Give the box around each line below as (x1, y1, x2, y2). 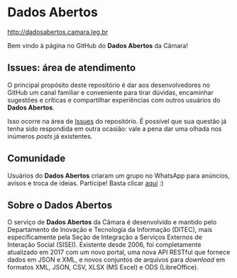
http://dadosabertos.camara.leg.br (7, 28, 109, 36)
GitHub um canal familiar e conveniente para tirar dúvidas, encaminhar (7, 88, 214, 96)
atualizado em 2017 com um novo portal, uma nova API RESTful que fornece (7, 248, 231, 257)
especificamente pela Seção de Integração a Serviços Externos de (7, 233, 202, 241)
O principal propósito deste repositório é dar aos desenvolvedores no (7, 81, 211, 89)
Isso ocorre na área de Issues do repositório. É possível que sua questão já (7, 117, 227, 125)
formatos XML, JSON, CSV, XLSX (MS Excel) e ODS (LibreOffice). (7, 263, 199, 272)
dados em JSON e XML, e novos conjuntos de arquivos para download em (7, 255, 226, 264)
